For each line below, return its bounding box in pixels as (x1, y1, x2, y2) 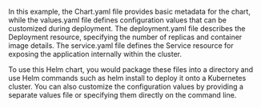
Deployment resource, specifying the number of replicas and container (8, 32, 243, 42)
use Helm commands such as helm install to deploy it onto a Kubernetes (8, 74, 247, 82)
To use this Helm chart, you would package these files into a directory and (8, 65, 254, 74)
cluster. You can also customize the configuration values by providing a (8, 82, 244, 91)
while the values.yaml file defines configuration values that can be (8, 15, 227, 25)
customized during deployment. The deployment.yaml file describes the (8, 24, 246, 33)
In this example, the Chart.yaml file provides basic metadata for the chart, (8, 7, 251, 16)
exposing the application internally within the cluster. (8, 50, 183, 58)
